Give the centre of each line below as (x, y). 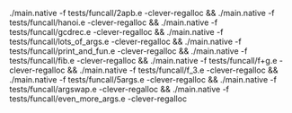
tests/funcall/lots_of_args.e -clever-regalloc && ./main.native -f (125, 41)
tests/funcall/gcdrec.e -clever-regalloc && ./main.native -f (116, 32)
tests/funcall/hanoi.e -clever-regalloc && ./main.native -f (114, 22)
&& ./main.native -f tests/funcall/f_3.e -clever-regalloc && (173, 70)
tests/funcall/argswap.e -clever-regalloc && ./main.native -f (119, 89)
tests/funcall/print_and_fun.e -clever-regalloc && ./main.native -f (128, 51)
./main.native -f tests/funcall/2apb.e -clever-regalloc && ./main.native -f (142, 13)
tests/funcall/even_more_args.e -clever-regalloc (98, 99)
